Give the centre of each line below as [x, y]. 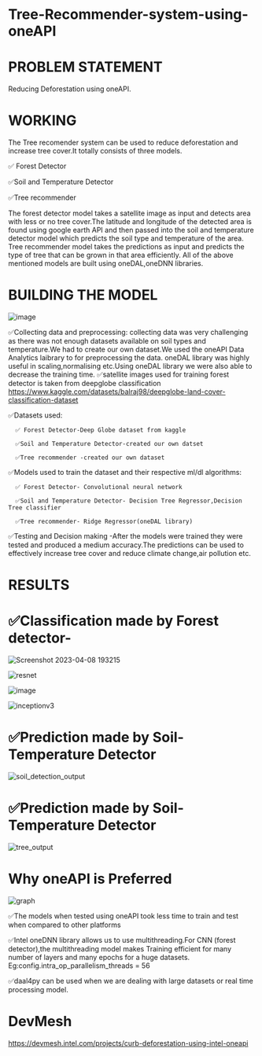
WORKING [42, 121]
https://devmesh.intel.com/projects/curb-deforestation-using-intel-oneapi [128, 1043]
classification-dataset [43, 400]
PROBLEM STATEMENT [85, 67]
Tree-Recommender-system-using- [129, 15]
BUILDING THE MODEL [83, 295]
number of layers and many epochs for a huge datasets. [99, 957]
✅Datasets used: [35, 415]
